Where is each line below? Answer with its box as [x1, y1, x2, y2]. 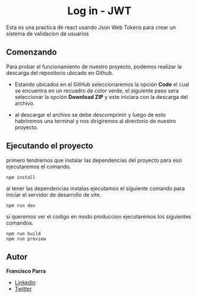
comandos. [6, 219, 34, 226]
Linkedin [14, 279, 36, 286]
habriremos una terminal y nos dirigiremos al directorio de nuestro [14, 117, 176, 124]
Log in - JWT [67, 4, 132, 18]
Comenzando [6, 47, 57, 57]
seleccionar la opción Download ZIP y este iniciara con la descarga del [14, 93, 188, 100]
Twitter [14, 286, 33, 293]
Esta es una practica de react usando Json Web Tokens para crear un [6, 24, 176, 31]
